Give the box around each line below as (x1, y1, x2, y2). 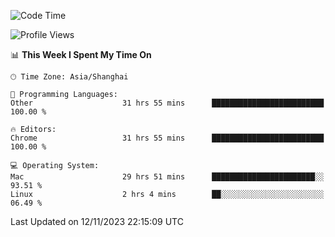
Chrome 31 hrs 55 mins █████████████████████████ (10, 133, 325, 143)
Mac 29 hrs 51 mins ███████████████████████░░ (10, 172, 325, 182)
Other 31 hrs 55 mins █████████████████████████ (10, 98, 325, 108)
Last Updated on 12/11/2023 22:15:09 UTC (10, 216, 184, 227)
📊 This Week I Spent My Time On (10, 49, 152, 60)
